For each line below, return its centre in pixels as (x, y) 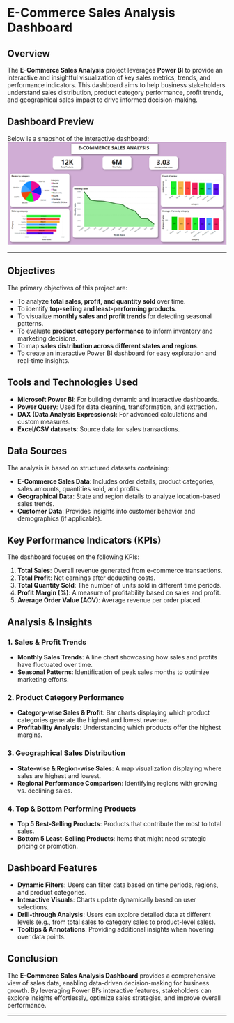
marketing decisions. (47, 338)
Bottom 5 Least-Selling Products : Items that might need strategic (112, 838)
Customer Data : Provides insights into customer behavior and (106, 511)
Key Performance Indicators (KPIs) (84, 540)
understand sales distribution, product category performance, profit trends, (116, 92)
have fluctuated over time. (55, 665)
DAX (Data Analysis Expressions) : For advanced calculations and (112, 414)
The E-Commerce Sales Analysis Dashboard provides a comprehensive (111, 976)
